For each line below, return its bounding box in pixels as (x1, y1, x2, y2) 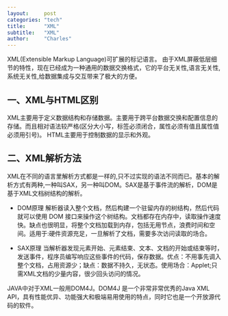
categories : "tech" (7, 16, 63, 23)
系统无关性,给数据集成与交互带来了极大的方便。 (7, 73, 142, 81)
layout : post (7, 10, 57, 17)
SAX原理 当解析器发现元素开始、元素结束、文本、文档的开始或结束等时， (16, 243, 223, 252)
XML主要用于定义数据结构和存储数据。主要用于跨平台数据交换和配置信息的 (7, 114, 218, 122)
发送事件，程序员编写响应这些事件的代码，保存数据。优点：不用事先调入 (16, 252, 221, 261)
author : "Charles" (7, 36, 72, 42)
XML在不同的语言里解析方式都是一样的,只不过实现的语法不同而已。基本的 (7, 172, 214, 180)
